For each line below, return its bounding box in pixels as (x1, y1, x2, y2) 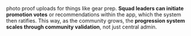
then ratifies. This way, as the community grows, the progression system (6, 17, 185, 24)
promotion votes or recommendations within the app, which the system (6, 11, 182, 18)
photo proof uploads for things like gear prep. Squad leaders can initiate (6, 5, 184, 12)
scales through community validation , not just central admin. (6, 23, 157, 30)
